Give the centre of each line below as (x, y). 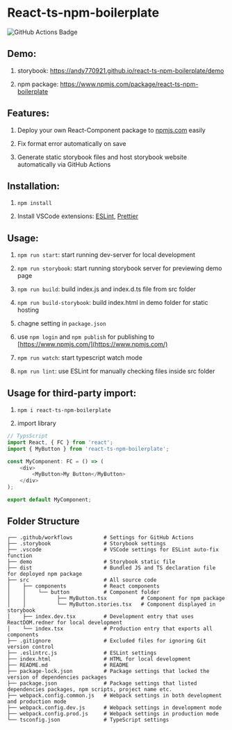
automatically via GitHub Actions (64, 164)
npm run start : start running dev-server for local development (106, 255)
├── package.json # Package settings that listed (102, 683)
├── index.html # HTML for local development (99, 659)
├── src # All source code (82, 580)
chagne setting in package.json (61, 324)
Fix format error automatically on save (72, 143)
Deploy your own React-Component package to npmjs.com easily (111, 130)
